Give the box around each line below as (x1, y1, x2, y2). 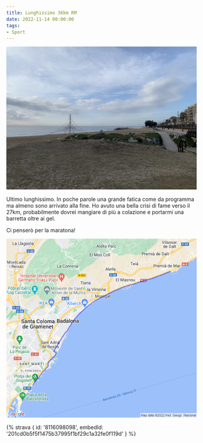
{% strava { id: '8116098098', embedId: (6, 424, 104, 431)
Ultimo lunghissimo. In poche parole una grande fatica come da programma (6, 195, 195, 203)
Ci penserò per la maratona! (6, 227, 76, 234)
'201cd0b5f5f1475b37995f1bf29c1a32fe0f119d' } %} (6, 430, 137, 437)
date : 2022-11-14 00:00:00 (6, 16, 74, 22)
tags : (6, 22, 20, 28)
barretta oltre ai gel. (6, 215, 56, 222)
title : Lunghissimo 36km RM (6, 10, 77, 16)
